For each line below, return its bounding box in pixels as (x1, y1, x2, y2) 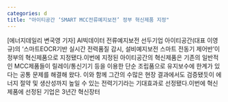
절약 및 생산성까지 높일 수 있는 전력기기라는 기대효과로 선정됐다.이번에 (19, 79, 206, 87)
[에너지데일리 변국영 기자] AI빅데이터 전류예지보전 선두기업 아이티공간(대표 (7, 36, 206, 44)
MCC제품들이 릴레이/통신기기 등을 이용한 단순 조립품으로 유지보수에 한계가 (14, 62, 213, 70)
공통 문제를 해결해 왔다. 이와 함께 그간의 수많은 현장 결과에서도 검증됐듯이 (19, 70, 215, 79)
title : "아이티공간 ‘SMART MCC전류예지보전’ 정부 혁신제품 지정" (7, 16, 169, 23)
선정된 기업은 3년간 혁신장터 (25, 87, 100, 96)
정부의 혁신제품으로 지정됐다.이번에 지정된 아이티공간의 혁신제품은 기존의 (7, 53, 201, 62)
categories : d (7, 10, 48, 17)
